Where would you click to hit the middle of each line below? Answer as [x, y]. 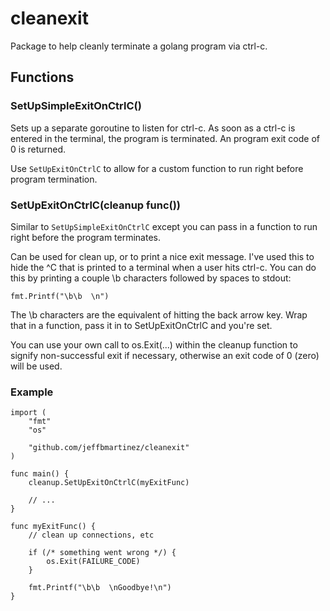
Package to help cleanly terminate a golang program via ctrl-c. [139, 46]
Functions [42, 77]
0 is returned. [38, 149]
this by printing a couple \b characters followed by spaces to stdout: [151, 278]
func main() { [40, 474]
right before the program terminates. [86, 237]
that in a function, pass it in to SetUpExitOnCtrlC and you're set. [141, 325]
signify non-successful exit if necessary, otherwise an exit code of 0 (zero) [165, 355]
